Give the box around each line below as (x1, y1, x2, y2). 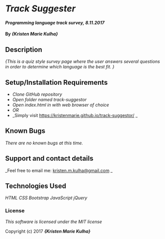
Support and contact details (5, 154, 93, 163)
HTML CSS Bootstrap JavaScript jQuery (5, 195, 87, 201)
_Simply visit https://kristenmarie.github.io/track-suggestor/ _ (12, 113, 138, 118)
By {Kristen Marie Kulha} (5, 31, 58, 37)
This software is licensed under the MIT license (5, 219, 102, 225)
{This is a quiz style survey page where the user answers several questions (5, 59, 160, 64)
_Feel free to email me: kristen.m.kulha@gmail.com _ (5, 167, 113, 174)
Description (5, 45, 42, 54)
